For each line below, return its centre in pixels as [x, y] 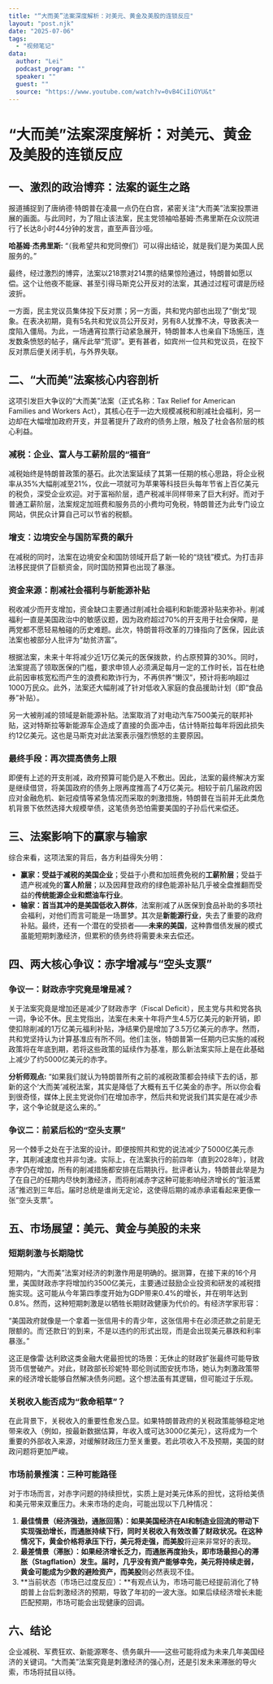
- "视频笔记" [35, 46]
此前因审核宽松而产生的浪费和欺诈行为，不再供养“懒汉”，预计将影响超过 [129, 678]
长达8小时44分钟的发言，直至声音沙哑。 [90, 229]
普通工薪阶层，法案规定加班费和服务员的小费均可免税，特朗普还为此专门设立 [136, 504]
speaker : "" [36, 76]
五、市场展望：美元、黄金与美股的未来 [104, 1228]
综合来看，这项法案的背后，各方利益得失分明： [87, 857]
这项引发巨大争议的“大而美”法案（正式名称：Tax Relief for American [122, 401]
